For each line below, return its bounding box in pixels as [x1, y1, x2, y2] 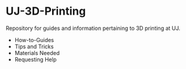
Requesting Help [14, 56, 57, 63]
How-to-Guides [14, 36, 54, 43]
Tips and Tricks [14, 43, 54, 50]
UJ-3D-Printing [6, 4, 86, 18]
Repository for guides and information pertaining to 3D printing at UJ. [6, 24, 180, 32]
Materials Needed [14, 49, 60, 56]
